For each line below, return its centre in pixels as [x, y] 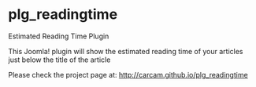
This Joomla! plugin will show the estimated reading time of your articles [126, 51]
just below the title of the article [59, 60]
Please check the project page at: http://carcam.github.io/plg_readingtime [128, 74]
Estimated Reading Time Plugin [59, 36]
